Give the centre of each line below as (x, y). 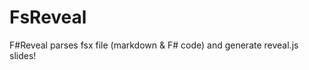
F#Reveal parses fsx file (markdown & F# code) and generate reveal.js (154, 45)
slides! (23, 55)
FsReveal (48, 17)
